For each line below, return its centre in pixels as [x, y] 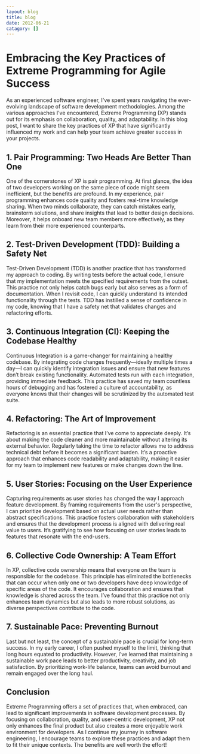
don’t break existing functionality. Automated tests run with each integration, [100, 375]
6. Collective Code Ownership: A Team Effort [91, 555]
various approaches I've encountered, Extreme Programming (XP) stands [96, 113]
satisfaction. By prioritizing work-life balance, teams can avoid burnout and [99, 666]
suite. [13, 400]
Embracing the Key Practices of [86, 58]
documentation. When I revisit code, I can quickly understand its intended [97, 294]
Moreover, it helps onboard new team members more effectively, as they [96, 219]
